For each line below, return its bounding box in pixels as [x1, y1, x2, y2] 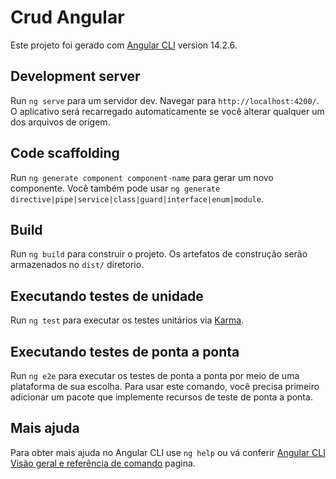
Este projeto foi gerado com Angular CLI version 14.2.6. [10, 39, 238, 51]
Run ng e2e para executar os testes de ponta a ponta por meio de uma [10, 370, 300, 381]
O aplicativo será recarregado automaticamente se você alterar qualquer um [10, 105, 325, 117]
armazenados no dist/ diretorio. [10, 259, 145, 271]
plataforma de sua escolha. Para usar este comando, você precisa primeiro [10, 381, 320, 392]
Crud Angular [10, 6, 125, 29]
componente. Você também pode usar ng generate [10, 182, 221, 194]
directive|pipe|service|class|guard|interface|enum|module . [10, 192, 264, 205]
